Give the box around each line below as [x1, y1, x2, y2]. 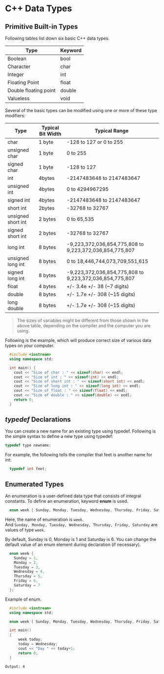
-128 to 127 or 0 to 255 [66, 139, 123, 145]
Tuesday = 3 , [14, 564, 41, 570]
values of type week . [5, 527, 45, 533]
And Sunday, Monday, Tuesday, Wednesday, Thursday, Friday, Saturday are [5, 521, 158, 527]
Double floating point [7, 87, 56, 93]
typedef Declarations [5, 415, 71, 424]
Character [7, 63, 31, 70]
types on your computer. [5, 343, 55, 348]
